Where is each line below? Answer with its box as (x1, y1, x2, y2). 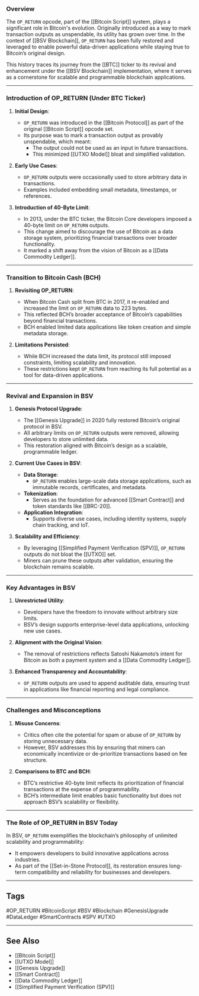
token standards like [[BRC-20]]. (32, 503, 111, 510)
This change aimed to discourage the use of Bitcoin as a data (23, 227, 174, 235)
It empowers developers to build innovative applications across (14, 850, 169, 857)
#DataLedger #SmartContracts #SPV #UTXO (6, 913, 115, 920)
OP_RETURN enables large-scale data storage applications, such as (32, 477, 191, 484)
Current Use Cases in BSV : (14, 460, 82, 467)
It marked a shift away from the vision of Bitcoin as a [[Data (23, 246, 169, 253)
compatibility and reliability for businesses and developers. (27, 869, 172, 876)
